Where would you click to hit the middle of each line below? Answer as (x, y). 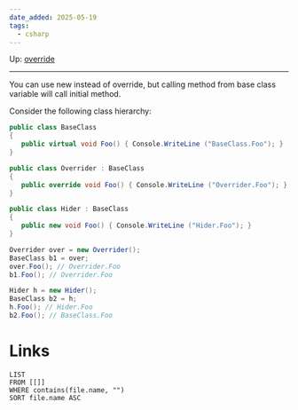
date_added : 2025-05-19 (53, 17)
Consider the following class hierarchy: (81, 111)
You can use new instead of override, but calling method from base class (143, 84)
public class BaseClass (53, 128)
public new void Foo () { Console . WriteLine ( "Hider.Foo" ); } (136, 226)
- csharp (33, 34)
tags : (19, 26)
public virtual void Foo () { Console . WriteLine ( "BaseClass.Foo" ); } (152, 144)
